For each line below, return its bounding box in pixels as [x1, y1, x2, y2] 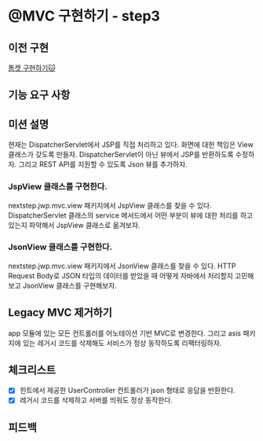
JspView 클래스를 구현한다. [8, 182, 108, 193]
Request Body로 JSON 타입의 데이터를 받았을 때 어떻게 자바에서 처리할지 [8, 270, 233, 280]
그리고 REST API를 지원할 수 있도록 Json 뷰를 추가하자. [18, 160, 188, 169]
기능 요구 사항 [8, 88, 71, 102]
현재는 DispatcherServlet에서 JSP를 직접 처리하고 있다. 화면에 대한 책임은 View [8, 140, 254, 149]
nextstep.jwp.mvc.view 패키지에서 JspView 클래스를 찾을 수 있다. [8, 200, 212, 210]
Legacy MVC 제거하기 [8, 306, 112, 319]
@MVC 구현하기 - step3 [8, 7, 161, 25]
